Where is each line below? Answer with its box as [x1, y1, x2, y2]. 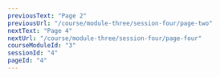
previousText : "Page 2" [7, 11, 88, 20]
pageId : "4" [7, 57, 47, 65]
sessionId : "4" [7, 49, 59, 57]
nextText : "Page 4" [7, 26, 73, 34]
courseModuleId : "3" [7, 42, 77, 50]
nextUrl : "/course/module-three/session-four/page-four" [7, 34, 202, 43]
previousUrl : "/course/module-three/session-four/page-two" [7, 19, 214, 27]
